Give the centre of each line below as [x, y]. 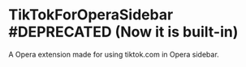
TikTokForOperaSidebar [91, 15]
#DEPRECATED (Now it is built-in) [123, 32]
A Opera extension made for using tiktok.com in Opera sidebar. [114, 54]
